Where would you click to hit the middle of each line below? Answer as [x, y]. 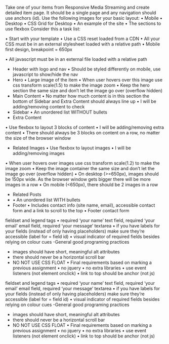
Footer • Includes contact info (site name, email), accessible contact [84, 205]
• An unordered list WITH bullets [47, 200]
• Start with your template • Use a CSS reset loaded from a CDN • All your [83, 39]
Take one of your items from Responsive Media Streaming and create [77, 7]
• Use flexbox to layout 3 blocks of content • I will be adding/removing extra [85, 127]
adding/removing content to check [49, 107]
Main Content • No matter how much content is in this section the [81, 96]
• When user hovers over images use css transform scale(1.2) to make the [83, 163]
